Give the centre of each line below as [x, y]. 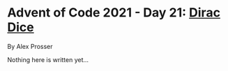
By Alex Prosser [30, 46]
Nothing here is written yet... [48, 59]
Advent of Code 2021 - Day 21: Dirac [114, 13]
